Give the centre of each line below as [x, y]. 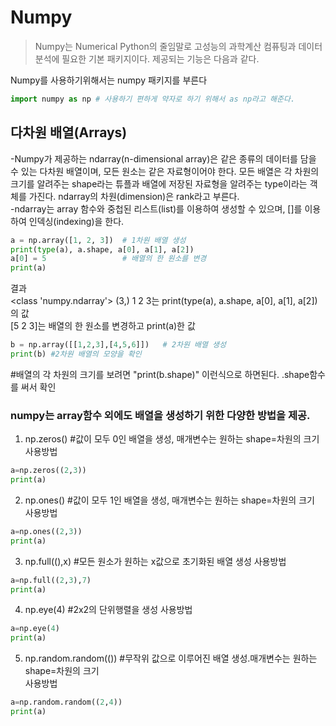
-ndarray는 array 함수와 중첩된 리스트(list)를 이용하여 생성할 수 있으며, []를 [156, 208]
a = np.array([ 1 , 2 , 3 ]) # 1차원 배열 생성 [98, 240]
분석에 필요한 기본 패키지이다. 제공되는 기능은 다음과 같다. [147, 58]
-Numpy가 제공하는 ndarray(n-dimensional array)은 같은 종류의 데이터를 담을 [163, 158]
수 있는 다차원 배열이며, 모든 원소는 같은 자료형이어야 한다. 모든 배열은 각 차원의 [165, 171]
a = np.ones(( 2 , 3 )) [46, 531]
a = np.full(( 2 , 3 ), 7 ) [51, 580]
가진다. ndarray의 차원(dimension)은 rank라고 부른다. [134, 196]
